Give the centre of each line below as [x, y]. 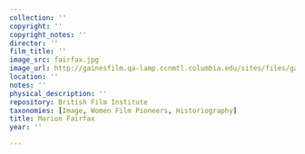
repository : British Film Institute [79, 102]
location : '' [34, 77]
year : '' [26, 128]
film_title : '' [38, 52]
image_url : [30, 69]
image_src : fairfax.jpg [54, 60]
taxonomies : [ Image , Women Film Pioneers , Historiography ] [123, 111]
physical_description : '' [58, 93]
